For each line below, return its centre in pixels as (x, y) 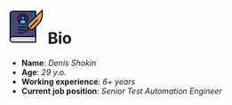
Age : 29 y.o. (44, 72)
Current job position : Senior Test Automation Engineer (122, 91)
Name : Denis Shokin (59, 63)
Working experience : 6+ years (78, 81)
